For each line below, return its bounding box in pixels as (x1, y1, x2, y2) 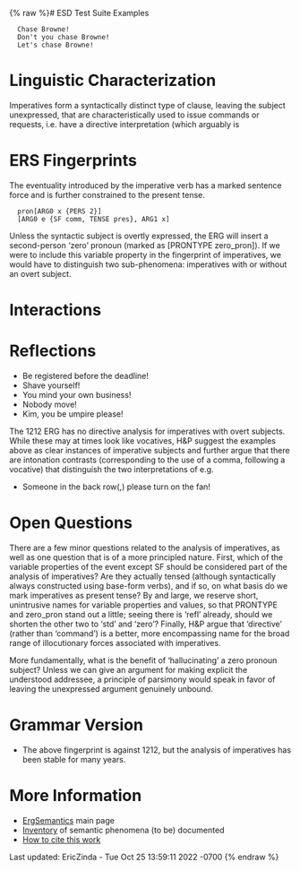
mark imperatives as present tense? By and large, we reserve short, (9, 590, 259, 600)
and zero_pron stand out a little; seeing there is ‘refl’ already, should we (9, 608, 273, 619)
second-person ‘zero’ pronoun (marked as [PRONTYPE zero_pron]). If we (9, 239, 280, 250)
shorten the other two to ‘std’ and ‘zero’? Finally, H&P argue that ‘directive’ (9, 618, 282, 629)
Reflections (9, 341, 97, 361)
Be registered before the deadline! (21, 371, 150, 381)
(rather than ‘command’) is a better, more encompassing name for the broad (9, 627, 290, 639)
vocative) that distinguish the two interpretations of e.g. (9, 464, 214, 474)
